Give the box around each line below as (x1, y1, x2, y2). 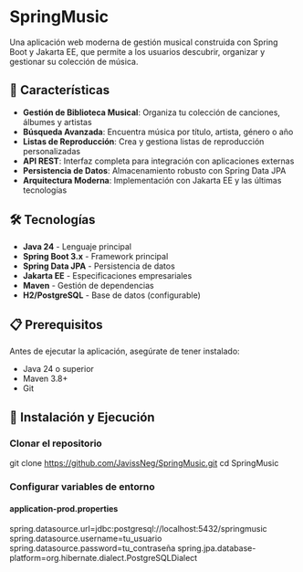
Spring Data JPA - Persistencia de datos (22, 260, 175, 271)
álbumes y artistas (22, 116, 93, 127)
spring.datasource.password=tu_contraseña (9, 543, 176, 554)
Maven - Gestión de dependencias (22, 280, 154, 291)
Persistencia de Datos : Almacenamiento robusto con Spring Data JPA (22, 164, 287, 175)
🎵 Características (9, 82, 110, 98)
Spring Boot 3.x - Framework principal (22, 250, 169, 261)
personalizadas (22, 145, 80, 156)
